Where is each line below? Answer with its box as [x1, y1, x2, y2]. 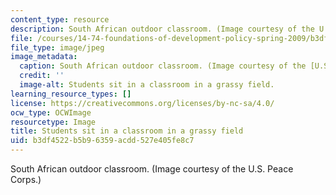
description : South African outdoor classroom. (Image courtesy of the [10, 24, 315, 34]
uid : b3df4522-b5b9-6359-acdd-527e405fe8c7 [10, 136, 195, 146]
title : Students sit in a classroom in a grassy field [10, 126, 244, 136]
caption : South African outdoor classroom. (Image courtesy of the [19, 61, 307, 71]
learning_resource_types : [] [10, 89, 132, 99]
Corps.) [10, 174, 42, 185]
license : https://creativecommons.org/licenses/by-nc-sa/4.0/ [10, 98, 275, 108]
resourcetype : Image [10, 117, 97, 127]
